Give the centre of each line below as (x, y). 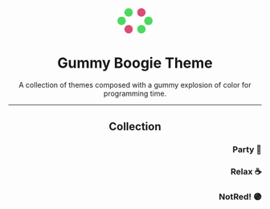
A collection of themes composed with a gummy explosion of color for (135, 85)
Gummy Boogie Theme (135, 63)
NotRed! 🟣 (240, 196)
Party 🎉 (247, 150)
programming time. (135, 94)
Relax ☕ (246, 171)
